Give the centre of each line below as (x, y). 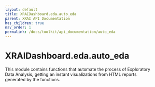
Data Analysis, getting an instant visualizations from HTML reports (71, 74)
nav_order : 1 (18, 28)
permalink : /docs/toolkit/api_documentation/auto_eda (60, 32)
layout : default (21, 9)
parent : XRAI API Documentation (37, 18)
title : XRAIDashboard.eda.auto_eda (41, 14)
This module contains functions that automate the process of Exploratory (78, 69)
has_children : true (25, 23)
